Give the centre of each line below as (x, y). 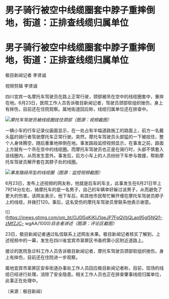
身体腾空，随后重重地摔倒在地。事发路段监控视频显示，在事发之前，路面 (89, 143)
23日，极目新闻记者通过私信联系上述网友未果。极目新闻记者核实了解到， (81, 234)
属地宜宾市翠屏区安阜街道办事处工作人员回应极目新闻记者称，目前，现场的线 (84, 268)
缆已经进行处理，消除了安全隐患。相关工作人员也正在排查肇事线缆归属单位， (84, 274)
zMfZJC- (15, 224)
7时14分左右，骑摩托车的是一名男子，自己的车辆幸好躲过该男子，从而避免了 (84, 189)
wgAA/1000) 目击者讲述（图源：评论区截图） (71, 224)
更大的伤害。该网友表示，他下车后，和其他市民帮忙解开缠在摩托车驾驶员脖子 (84, 196)
